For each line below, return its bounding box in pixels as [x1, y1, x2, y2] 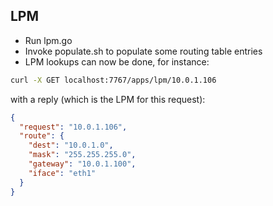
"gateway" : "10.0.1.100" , [28, 159, 137, 169]
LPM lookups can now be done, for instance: [24, 55, 210, 68]
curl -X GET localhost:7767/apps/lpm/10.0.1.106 [10, 75, 217, 85]
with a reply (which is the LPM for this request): [10, 93, 206, 105]
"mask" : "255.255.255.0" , [28, 150, 137, 160]
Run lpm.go [24, 34, 73, 46]
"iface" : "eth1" [28, 168, 97, 178]
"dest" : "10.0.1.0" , [28, 140, 114, 151]
